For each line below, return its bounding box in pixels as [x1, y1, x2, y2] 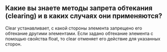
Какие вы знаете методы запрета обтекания [5, 4, 153, 12]
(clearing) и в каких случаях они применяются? [5, 12, 162, 20]
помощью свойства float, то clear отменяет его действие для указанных [5, 35, 160, 41]
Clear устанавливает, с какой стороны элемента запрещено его [5, 25, 142, 31]
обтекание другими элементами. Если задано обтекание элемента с [5, 30, 153, 36]
